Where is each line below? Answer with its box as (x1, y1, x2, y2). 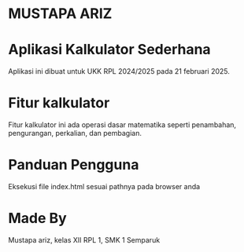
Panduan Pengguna (8, 156, 139, 173)
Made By (8, 210, 67, 228)
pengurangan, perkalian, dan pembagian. (8, 129, 142, 138)
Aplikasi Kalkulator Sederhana (8, 41, 211, 59)
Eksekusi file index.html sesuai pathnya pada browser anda (8, 182, 201, 191)
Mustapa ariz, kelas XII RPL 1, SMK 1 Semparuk (8, 235, 161, 244)
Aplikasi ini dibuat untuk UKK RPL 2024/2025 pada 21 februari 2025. (8, 67, 231, 76)
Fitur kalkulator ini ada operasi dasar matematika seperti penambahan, (8, 120, 237, 130)
